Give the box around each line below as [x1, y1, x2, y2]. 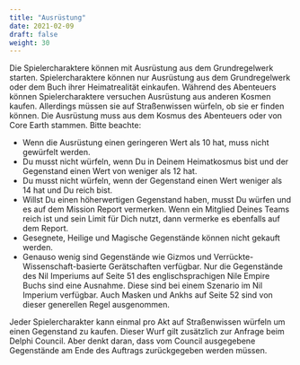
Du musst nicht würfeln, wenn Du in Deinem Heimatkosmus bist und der [22, 156, 289, 167]
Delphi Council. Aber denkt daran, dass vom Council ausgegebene [9, 335, 256, 346]
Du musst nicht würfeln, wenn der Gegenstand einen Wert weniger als [22, 176, 283, 187]
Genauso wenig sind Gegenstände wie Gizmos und [22, 252, 212, 263]
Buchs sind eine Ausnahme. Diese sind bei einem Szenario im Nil [22, 280, 263, 291]
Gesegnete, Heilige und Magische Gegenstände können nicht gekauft [22, 232, 280, 243]
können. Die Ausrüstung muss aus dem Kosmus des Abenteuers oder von [9, 110, 283, 121]
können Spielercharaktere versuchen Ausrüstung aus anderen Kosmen [9, 91, 271, 102]
